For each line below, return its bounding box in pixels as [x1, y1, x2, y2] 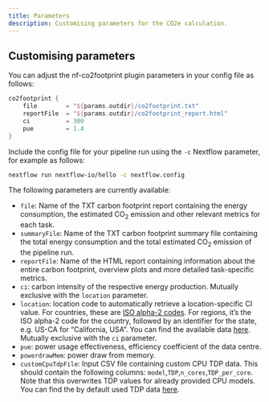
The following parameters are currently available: [8, 185, 171, 195]
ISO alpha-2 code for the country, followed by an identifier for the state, [19, 316, 257, 326]
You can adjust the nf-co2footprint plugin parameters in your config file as [8, 70, 255, 81]
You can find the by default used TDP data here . [19, 384, 180, 395]
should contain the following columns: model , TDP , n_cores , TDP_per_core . [19, 367, 253, 377]
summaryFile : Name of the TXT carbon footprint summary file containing [19, 229, 259, 238]
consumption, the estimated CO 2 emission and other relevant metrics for [19, 209, 261, 222]
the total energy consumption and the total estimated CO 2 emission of [19, 237, 252, 249]
